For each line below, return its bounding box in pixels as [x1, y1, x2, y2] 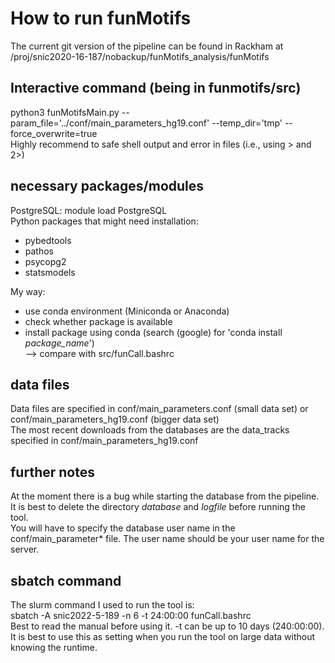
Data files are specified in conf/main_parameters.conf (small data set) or [10, 403, 309, 415]
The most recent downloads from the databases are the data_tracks [10, 424, 290, 436]
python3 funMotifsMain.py [10, 106, 120, 118]
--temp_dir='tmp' [211, 117, 283, 129]
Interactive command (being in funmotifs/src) [10, 80, 302, 97]
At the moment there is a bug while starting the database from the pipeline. [10, 490, 320, 502]
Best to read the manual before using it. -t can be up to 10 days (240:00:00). [10, 620, 325, 632]
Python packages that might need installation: [10, 215, 199, 227]
